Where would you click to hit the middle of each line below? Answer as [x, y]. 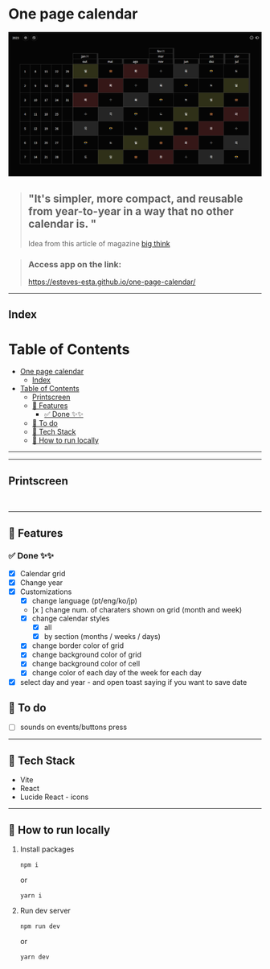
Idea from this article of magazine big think [99, 243]
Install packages [47, 849]
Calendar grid [43, 573]
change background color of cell [86, 664]
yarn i [31, 896]
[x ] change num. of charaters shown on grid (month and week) [137, 610]
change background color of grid [87, 655]
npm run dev [40, 926]
